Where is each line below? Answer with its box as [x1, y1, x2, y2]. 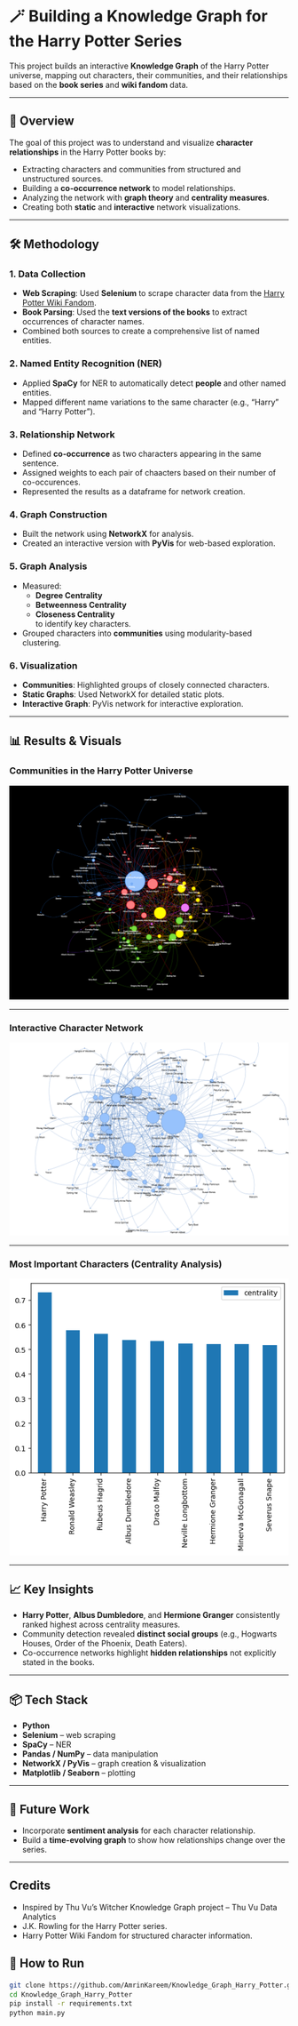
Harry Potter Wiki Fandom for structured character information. [21, 1930, 253, 1941]
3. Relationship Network [9, 428, 115, 440]
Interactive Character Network [9, 1021, 144, 1034]
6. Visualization [9, 659, 78, 671]
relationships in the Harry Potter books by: [9, 147, 167, 157]
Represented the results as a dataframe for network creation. [21, 486, 246, 497]
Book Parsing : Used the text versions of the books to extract [21, 307, 247, 317]
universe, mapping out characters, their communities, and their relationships [9, 69, 288, 80]
